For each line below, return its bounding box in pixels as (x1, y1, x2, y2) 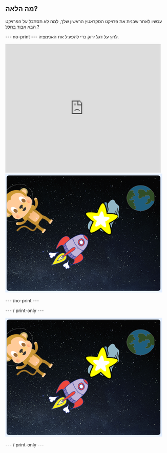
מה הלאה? (5, 5, 38, 13)
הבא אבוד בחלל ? (5, 24, 39, 30)
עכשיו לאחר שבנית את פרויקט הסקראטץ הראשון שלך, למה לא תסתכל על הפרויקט (5, 18, 162, 24)
